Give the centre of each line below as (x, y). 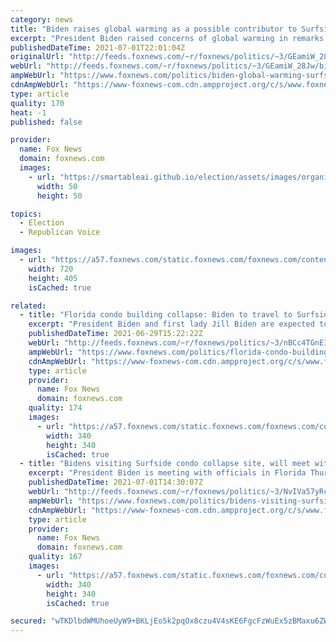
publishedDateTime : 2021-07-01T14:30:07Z (115, 482)
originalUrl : (37, 57)
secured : (28, 621)
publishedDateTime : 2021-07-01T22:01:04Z (98, 47)
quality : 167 (55, 557)
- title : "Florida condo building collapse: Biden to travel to (156, 315)
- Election (42, 223)
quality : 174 (55, 408)
